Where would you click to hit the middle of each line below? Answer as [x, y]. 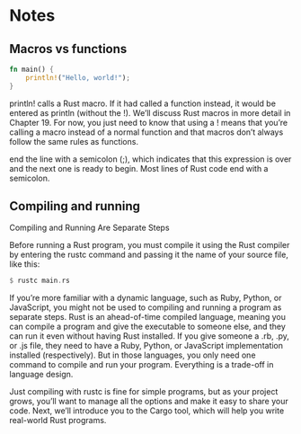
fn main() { [31, 69]
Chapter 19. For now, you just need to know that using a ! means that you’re [149, 122]
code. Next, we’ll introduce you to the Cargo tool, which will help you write [147, 411]
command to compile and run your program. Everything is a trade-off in [142, 365]
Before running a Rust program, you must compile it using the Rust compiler [150, 245]
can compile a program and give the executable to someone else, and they [147, 327]
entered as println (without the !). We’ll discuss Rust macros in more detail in [150, 112]
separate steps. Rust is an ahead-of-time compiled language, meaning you [147, 317]
